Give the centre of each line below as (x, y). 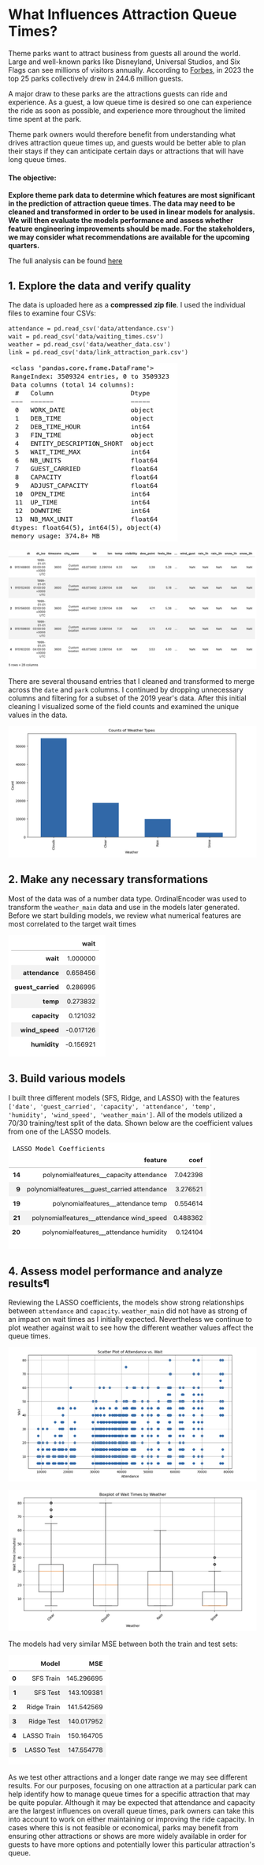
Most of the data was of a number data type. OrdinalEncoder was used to (127, 898)
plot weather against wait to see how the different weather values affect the (131, 1328)
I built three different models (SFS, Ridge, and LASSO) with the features (124, 1097)
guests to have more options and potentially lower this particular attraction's (132, 1844)
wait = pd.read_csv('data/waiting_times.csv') (86, 336)
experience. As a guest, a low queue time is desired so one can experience (130, 102)
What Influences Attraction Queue (123, 15)
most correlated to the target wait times (72, 923)
